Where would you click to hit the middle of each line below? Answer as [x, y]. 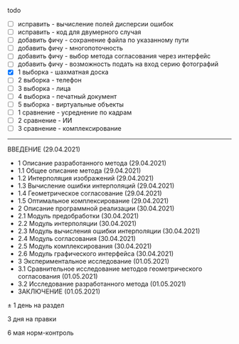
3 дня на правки [32, 318]
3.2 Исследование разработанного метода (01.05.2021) [102, 284]
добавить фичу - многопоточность [70, 48]
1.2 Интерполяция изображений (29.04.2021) [86, 178]
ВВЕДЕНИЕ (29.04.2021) [44, 149]
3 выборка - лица [44, 88]
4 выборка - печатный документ [67, 96]
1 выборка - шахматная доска [63, 72]
